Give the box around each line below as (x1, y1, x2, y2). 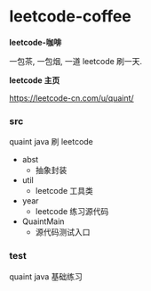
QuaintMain (21, 216, 65, 227)
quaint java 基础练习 (9, 270, 83, 282)
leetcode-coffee (9, 6, 131, 27)
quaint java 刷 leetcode (9, 137, 93, 147)
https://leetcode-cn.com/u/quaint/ (9, 92, 135, 104)
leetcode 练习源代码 (35, 206, 109, 217)
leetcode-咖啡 (9, 37, 62, 47)
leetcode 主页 (9, 74, 60, 86)
